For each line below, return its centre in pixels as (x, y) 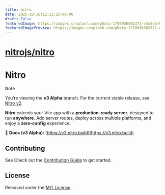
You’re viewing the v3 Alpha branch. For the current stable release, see (77, 98)
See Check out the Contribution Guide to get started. (58, 160)
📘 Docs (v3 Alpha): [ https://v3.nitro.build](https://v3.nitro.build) (69, 133)
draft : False (18, 19)
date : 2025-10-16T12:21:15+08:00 (39, 14)
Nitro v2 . (14, 103)
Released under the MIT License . (39, 187)
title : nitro (18, 10)
